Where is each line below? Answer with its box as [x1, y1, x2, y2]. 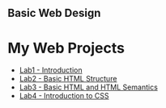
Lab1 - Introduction [19, 65, 83, 75]
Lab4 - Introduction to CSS [19, 91, 109, 101]
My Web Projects [7, 39, 125, 57]
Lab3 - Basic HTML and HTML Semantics [19, 82, 159, 92]
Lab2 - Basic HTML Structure [19, 74, 117, 84]
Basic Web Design [7, 6, 101, 20]
